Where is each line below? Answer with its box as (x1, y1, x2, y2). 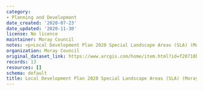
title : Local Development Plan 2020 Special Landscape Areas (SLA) (6, 75, 180, 81)
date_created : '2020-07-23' (6, 20, 77, 26)
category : (6, 8, 31, 15)
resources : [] (6, 64, 42, 71)
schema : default (6, 70, 47, 76)
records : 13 (6, 59, 36, 65)
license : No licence (6, 31, 59, 37)
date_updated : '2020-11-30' (6, 25, 77, 32)
